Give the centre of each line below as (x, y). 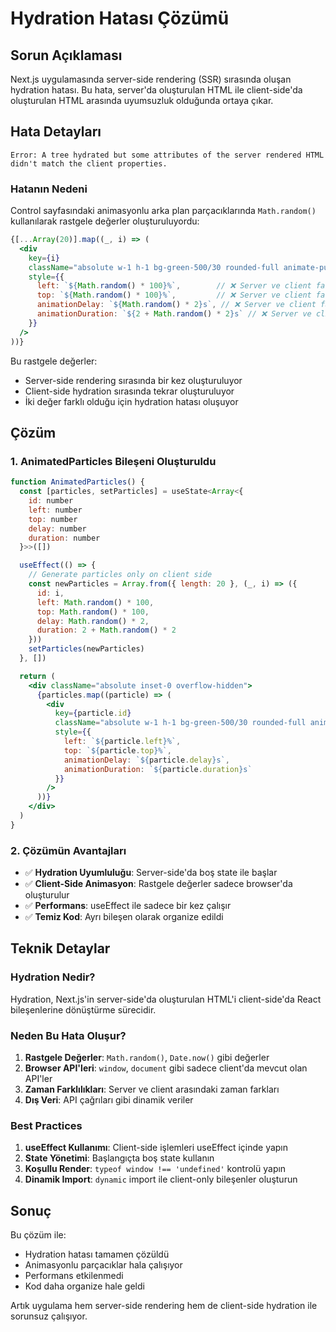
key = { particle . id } (93, 713)
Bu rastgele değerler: (54, 361)
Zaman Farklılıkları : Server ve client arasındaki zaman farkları (152, 1089)
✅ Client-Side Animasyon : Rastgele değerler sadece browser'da (158, 884)
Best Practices (46, 1125)
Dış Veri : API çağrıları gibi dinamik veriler (109, 1100)
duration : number (64, 538)
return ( (37, 676)
